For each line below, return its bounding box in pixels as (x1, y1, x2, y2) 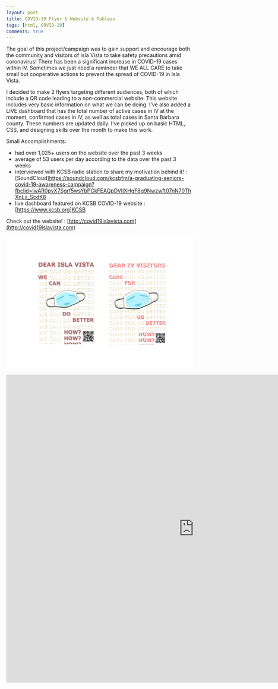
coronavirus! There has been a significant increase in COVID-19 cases (6, 58, 178, 65)
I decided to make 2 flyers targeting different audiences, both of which (6, 89, 179, 96)
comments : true (6, 29, 44, 34)
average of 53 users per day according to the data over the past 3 (14, 156, 176, 163)
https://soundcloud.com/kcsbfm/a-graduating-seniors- (49, 175, 184, 182)
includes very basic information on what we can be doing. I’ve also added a (6, 101, 191, 108)
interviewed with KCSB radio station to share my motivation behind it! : (14, 168, 187, 175)
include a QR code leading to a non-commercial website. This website (6, 95, 178, 102)
